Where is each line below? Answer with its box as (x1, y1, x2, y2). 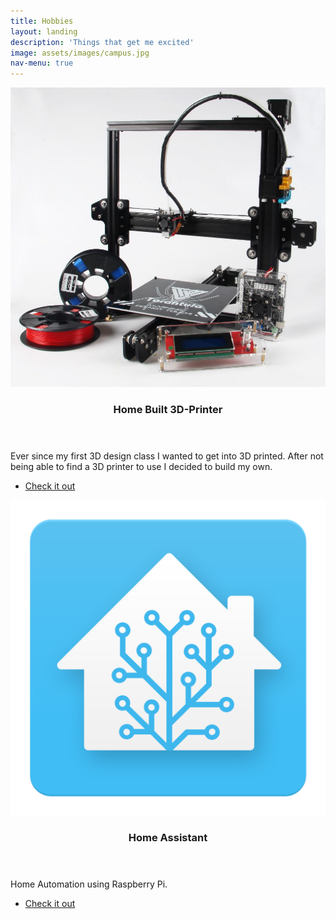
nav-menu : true (10, 58, 74, 69)
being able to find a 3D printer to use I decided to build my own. (10, 460, 273, 472)
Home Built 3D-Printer (113, 402, 223, 416)
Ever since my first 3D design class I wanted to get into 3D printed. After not (10, 450, 324, 462)
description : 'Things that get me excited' (10, 37, 195, 47)
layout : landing (10, 26, 78, 37)
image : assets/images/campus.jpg (10, 48, 150, 58)
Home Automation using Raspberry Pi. (10, 878, 168, 890)
